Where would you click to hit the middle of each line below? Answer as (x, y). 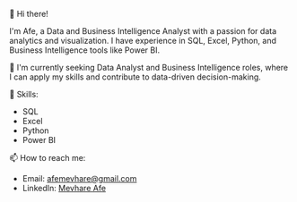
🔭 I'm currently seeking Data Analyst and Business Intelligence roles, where (149, 67)
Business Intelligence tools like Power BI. (85, 50)
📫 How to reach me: (48, 158)
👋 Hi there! (29, 14)
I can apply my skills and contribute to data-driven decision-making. (135, 77)
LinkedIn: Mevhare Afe (64, 188)
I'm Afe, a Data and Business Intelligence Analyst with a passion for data (143, 31)
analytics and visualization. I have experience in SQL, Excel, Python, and (143, 41)
